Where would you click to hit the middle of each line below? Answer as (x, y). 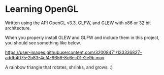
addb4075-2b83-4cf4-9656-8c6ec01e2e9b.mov (55, 57)
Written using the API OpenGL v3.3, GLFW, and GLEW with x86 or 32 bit (78, 23)
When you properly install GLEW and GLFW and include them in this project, (82, 37)
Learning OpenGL (42, 9)
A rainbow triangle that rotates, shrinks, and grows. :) (59, 67)
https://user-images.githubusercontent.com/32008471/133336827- (74, 52)
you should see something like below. (43, 42)
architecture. (18, 28)
